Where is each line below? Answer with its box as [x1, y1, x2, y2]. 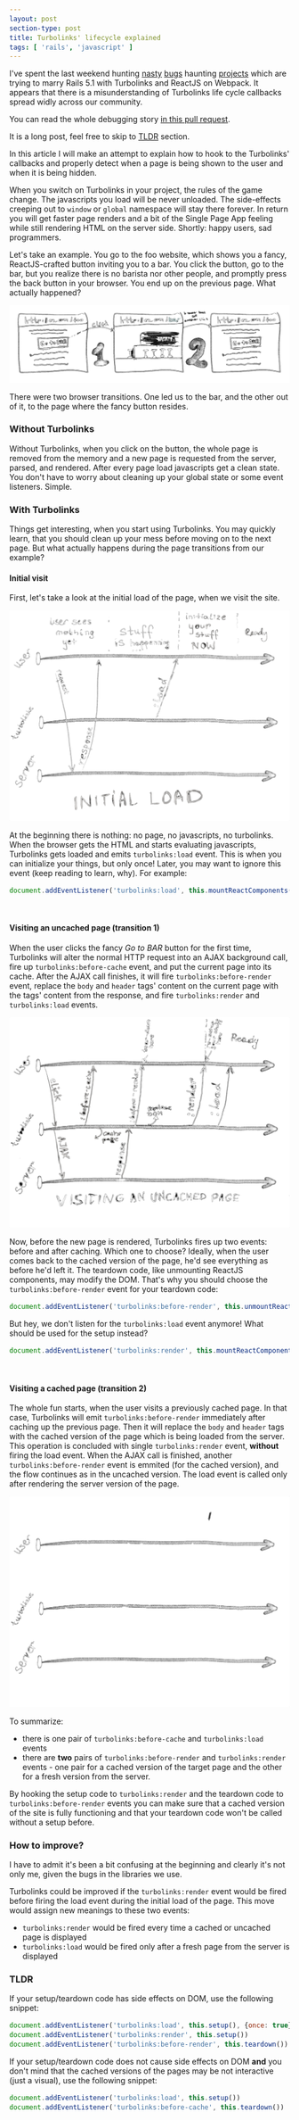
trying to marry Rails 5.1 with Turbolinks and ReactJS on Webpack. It [9, 78, 259, 88]
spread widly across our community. [9, 96, 143, 107]
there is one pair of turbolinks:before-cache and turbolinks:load [21, 1733, 264, 1743]
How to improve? [9, 1839, 85, 1851]
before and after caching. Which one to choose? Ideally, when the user [9, 1246, 270, 1257]
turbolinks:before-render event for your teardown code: [9, 1284, 219, 1295]
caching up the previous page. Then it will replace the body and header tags [9, 1421, 285, 1432]
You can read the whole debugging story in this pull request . [9, 114, 230, 125]
